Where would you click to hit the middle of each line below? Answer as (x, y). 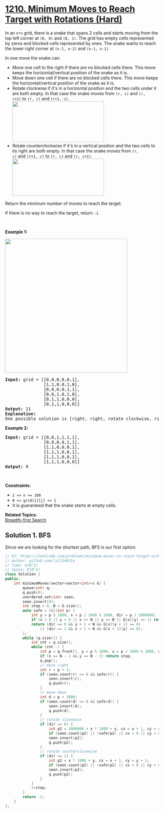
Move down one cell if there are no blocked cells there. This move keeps (85, 78)
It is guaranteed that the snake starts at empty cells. (64, 505)
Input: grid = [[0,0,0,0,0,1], (42, 379)
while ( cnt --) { (48, 647)
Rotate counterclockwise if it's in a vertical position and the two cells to (83, 146)
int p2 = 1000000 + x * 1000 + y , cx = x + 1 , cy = (102, 729)
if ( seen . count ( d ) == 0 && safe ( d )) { (79, 702)
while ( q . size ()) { (42, 638)
